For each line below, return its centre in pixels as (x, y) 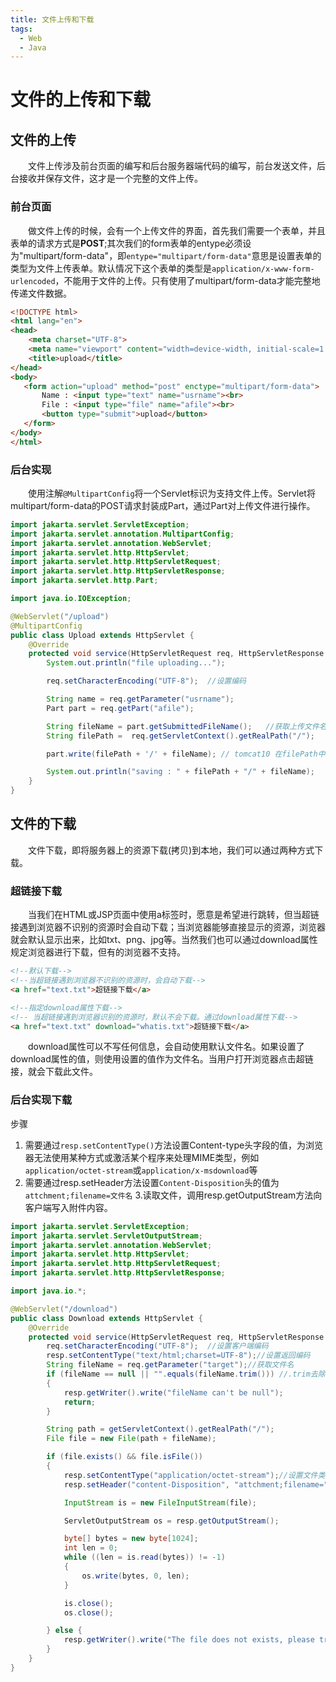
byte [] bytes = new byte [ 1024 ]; (131, 1539)
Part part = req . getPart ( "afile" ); (120, 708)
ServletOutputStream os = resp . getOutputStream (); (171, 1521)
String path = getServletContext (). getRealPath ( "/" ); (160, 1429)
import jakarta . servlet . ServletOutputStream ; (106, 1236)
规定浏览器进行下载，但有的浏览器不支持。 (98, 952)
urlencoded (33, 281)
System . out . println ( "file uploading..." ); (136, 663)
